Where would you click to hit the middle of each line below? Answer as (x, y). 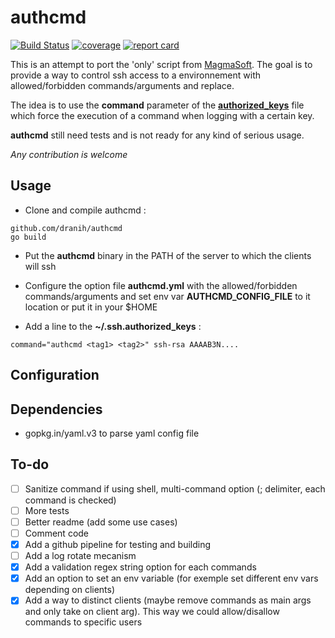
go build (28, 237)
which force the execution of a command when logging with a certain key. (162, 115)
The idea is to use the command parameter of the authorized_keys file (157, 105)
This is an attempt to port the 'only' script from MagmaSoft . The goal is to (161, 64)
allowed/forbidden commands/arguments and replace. (122, 85)
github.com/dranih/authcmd (66, 228)
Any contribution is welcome (69, 154)
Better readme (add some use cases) (101, 522)
